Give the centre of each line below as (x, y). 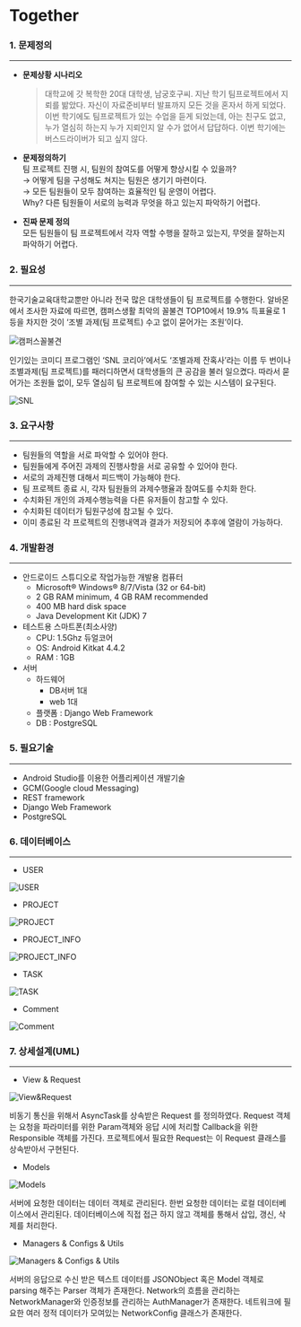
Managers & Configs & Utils (73, 1244)
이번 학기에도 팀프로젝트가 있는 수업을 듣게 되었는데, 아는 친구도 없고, (165, 117)
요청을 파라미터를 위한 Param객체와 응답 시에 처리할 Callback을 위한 (138, 1127)
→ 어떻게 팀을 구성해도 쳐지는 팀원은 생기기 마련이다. (115, 180)
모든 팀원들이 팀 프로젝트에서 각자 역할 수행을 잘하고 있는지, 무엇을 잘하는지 (154, 233)
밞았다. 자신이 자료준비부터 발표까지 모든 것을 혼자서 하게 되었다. (174, 105)
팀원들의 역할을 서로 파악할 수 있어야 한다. (95, 455)
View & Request (52, 1080)
